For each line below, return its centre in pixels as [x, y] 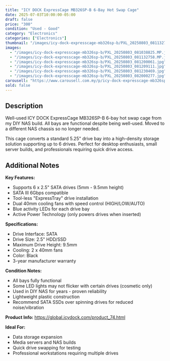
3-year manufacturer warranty [44, 261]
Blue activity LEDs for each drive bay [51, 209]
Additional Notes [32, 165]
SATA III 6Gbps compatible [40, 193]
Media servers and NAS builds [44, 342]
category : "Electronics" [31, 33]
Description [24, 106]
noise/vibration [28, 308]
